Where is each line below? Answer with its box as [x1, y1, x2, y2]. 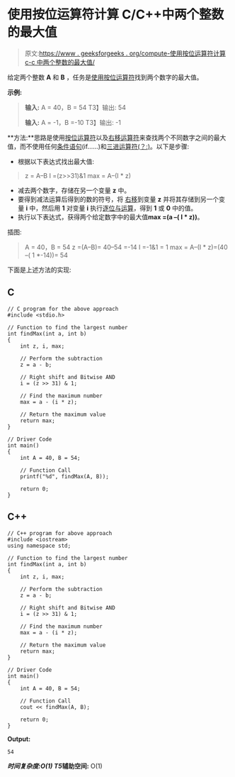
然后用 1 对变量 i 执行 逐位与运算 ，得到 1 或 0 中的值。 [41, 204, 197, 212]
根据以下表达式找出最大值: [17, 157, 94, 165]
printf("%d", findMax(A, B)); [20, 473, 110, 480]
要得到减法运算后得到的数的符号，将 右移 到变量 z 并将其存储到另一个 [17, 194, 219, 203]
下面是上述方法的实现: [7, 265, 72, 274]
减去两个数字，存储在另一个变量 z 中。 [17, 186, 131, 194]
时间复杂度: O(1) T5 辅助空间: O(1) [7, 761, 103, 770]
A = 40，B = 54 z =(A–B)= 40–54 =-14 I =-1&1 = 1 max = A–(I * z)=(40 [24, 243, 228, 251]
